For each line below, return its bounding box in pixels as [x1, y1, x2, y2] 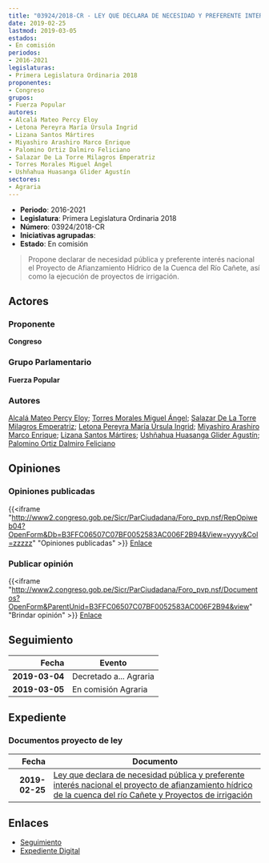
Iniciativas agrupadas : [19, 230, 96, 240]
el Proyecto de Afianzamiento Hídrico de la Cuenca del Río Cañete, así [27, 263, 260, 272]
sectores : [8, 175, 42, 184]
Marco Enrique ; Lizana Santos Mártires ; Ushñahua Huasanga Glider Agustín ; [8, 430, 260, 440]
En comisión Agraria [71, 684, 148, 695]
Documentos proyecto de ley [8, 735, 123, 746]
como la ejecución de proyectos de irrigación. [27, 271, 180, 281]
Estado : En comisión [19, 239, 88, 248]
